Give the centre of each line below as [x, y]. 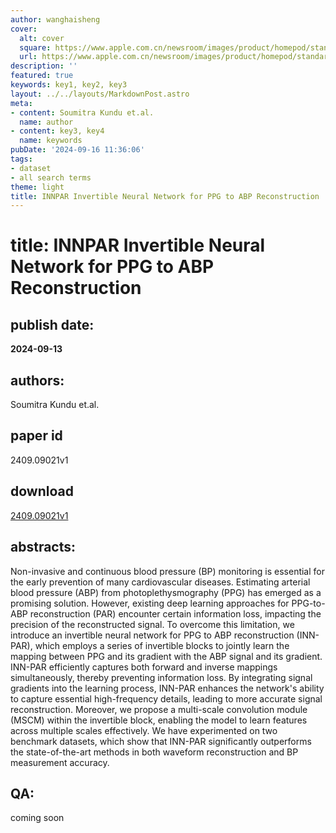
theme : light [37, 187]
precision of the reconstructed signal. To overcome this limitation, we [152, 624]
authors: [37, 380]
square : [35, 47]
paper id [36, 436]
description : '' [44, 66]
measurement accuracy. [60, 762]
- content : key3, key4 [57, 131]
